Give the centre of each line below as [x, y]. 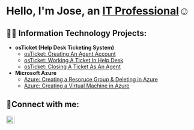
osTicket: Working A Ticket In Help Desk [74, 60]
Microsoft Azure [36, 73]
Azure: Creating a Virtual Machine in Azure [77, 86]
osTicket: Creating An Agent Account [70, 54]
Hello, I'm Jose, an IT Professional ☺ [98, 11]
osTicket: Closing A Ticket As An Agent [72, 66]
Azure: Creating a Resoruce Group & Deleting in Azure [91, 79]
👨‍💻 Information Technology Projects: [77, 33]
